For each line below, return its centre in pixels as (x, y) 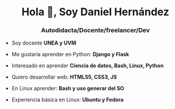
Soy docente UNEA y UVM (44, 43)
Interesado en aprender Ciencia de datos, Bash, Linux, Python (88, 66)
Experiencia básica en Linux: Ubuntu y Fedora (68, 100)
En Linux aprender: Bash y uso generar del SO (68, 88)
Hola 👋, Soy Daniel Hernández (95, 12)
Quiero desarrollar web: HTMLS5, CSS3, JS (64, 77)
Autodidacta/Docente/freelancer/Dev (95, 30)
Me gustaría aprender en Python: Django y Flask (70, 54)
